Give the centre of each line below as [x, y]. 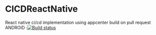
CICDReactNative [41, 9]
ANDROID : [16, 27]
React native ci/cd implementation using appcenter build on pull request [78, 22]
